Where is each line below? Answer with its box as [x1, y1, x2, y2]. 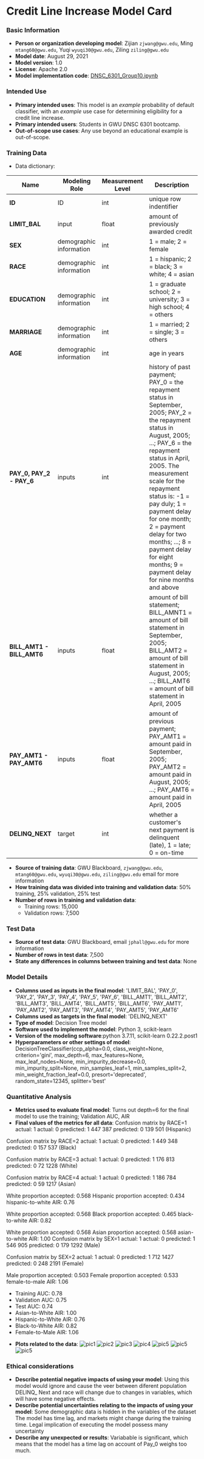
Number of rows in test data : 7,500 [15, 951, 104, 958]
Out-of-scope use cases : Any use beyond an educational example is [15, 126, 188, 134]
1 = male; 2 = [149, 237, 187, 246]
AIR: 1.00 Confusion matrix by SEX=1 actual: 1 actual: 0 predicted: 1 [28, 1235, 195, 1242]
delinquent [149, 833, 180, 842]
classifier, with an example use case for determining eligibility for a [15, 108, 183, 115]
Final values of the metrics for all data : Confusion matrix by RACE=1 [15, 1119, 187, 1126]
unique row [149, 195, 182, 203]
